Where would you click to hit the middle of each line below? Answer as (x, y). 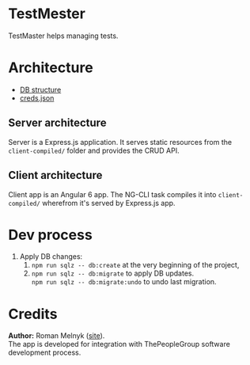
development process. (45, 352)
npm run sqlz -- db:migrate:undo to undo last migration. (124, 282)
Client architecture (55, 175)
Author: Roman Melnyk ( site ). (57, 336)
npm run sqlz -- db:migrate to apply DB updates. (113, 273)
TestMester (47, 14)
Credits (33, 314)
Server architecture (57, 123)
